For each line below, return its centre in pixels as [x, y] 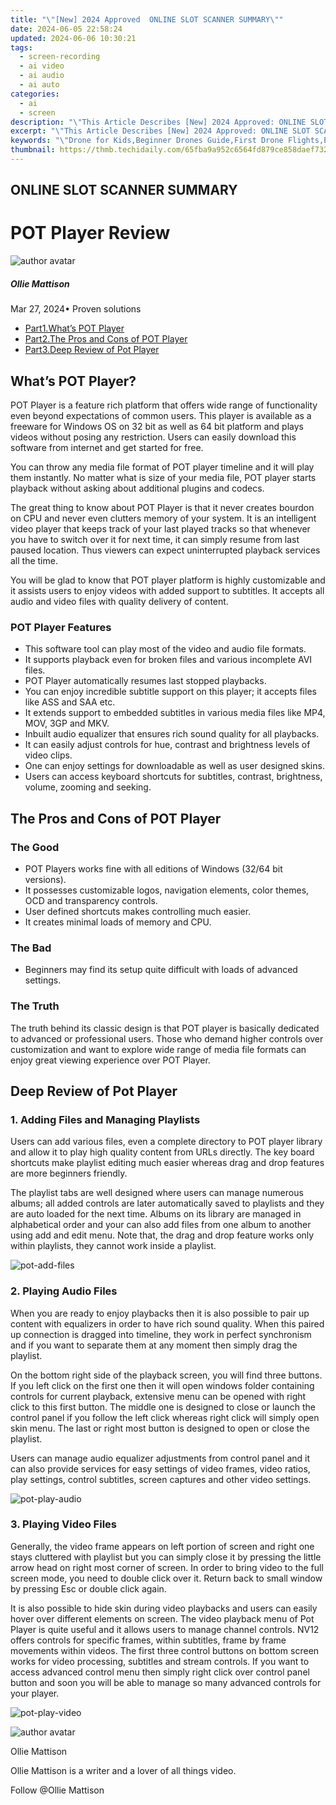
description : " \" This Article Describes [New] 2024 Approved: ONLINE [158, 122]
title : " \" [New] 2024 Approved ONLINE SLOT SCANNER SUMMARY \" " [147, 19]
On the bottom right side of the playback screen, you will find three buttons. [166, 1375]
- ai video [42, 66]
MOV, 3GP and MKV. [67, 723]
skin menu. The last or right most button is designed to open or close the [160, 1428]
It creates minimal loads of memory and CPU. [118, 922]
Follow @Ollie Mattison [57, 1790]
